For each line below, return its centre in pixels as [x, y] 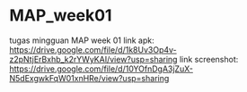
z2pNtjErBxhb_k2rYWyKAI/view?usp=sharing [93, 59]
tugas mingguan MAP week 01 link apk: [82, 40]
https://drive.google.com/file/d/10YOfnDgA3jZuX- [101, 69]
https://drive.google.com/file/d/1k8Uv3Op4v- [93, 49]
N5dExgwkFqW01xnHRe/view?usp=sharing [89, 78]
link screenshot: [209, 59]
